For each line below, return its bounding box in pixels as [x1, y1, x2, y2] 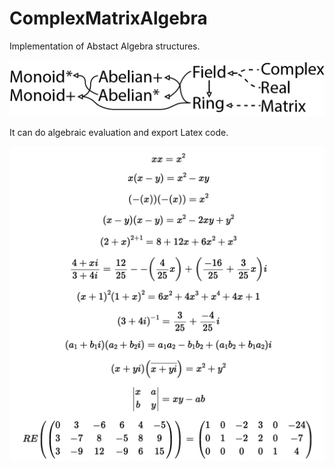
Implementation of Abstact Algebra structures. [9, 40, 201, 52]
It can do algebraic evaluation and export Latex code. [9, 126, 229, 138]
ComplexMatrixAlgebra [9, 7, 208, 30]
